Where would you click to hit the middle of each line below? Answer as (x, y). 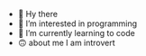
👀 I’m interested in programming (78, 23)
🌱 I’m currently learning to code (76, 33)
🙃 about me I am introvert (66, 42)
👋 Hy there (38, 14)
